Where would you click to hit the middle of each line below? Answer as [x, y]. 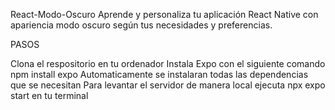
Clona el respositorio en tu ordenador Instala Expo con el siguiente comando [168, 63]
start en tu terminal [49, 95]
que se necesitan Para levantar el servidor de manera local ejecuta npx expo [168, 85]
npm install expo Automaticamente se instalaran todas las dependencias [159, 74]
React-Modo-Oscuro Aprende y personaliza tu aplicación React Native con [164, 14]
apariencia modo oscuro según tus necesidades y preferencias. [141, 25]
